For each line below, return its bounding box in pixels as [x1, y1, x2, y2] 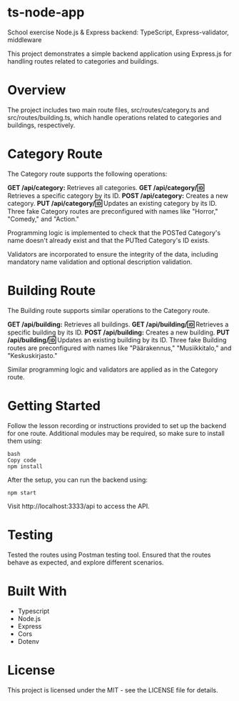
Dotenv [17, 637, 39, 645]
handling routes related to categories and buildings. [7, 56, 159, 65]
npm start [7, 489, 37, 497]
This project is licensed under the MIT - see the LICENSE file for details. [7, 685, 219, 694]
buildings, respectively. [7, 121, 76, 129]
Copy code [7, 457, 37, 464]
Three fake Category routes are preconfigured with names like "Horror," [7, 207, 218, 215]
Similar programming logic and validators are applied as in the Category [7, 365, 218, 374]
